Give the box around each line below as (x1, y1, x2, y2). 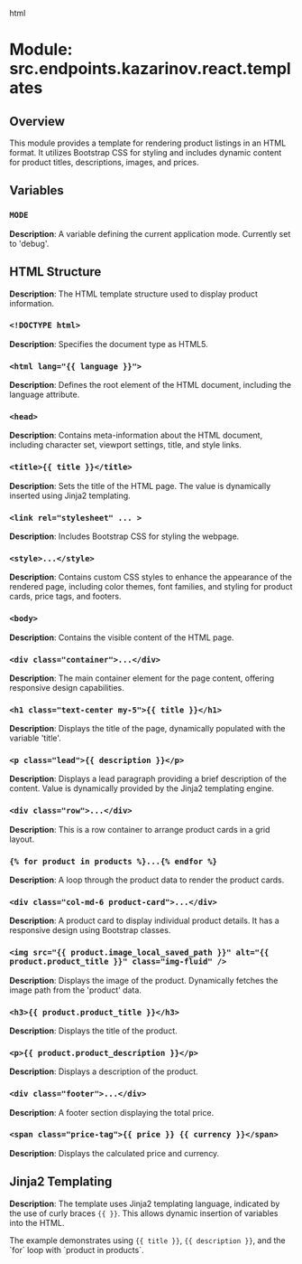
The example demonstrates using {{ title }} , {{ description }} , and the (9, 1234, 286, 1246)
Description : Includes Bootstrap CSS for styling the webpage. (9, 531, 240, 542)
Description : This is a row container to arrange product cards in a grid (9, 824, 270, 835)
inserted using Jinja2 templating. (9, 490, 131, 501)
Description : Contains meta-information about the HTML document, (9, 429, 263, 441)
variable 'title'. (9, 732, 61, 744)
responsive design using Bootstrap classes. (9, 925, 171, 936)
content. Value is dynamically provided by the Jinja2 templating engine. (9, 783, 275, 794)
